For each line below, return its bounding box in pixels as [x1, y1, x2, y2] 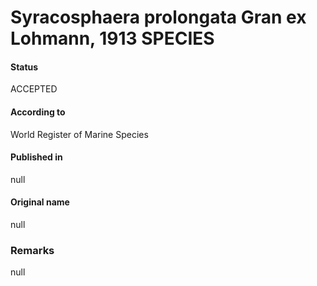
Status [10, 61, 39, 73]
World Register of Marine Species [10, 128, 149, 140]
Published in [10, 151, 63, 163]
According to [10, 106, 66, 118]
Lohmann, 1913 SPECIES [10, 27, 215, 50]
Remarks [10, 243, 55, 257]
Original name [10, 196, 70, 208]
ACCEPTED [10, 83, 58, 95]
